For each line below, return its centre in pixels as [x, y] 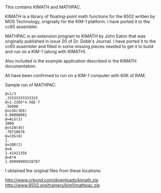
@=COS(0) [14, 136]
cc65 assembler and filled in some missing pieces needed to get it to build [79, 46]
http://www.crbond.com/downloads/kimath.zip [52, 180]
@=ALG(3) [14, 119]
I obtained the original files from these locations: [53, 171]
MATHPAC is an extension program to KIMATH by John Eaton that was [75, 36]
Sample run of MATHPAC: [31, 85]
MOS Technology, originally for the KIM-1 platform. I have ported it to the [78, 22]
